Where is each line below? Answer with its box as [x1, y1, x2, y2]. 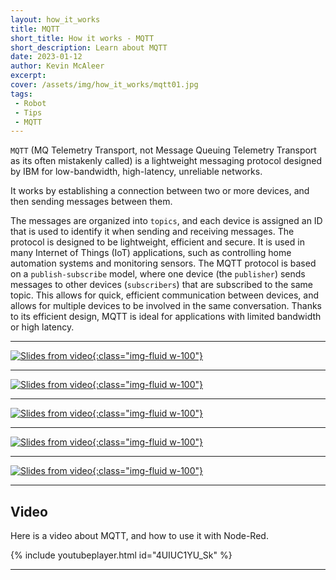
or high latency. [10, 321, 75, 333]
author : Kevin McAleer [10, 61, 105, 71]
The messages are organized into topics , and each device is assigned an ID [10, 215, 323, 227]
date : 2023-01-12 [10, 52, 83, 62]
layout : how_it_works [10, 14, 101, 25]
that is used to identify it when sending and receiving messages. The [10, 226, 295, 238]
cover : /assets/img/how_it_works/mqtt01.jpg [10, 80, 199, 90]
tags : [10, 89, 33, 99]
